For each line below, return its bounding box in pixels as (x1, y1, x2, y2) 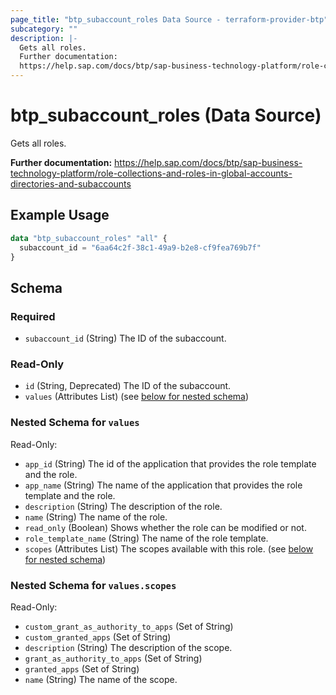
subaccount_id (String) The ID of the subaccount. (24, 332, 227, 345)
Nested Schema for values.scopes (10, 578, 177, 592)
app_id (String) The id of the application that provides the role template (24, 457, 317, 470)
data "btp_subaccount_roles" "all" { (10, 233, 168, 243)
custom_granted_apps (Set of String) (24, 631, 172, 643)
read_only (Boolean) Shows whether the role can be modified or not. (24, 521, 307, 533)
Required (10, 309, 56, 323)
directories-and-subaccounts (10, 177, 132, 190)
